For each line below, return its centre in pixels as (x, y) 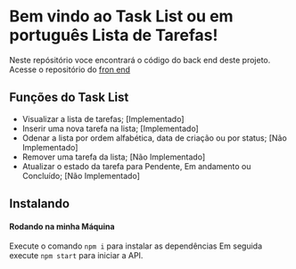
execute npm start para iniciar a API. (76, 256)
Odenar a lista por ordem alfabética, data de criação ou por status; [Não (154, 138)
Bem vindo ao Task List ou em (121, 16)
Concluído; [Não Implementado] (81, 175)
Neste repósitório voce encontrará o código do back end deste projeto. (140, 60)
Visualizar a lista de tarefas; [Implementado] (103, 118)
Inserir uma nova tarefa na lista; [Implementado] (110, 128)
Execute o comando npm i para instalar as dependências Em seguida (136, 246)
